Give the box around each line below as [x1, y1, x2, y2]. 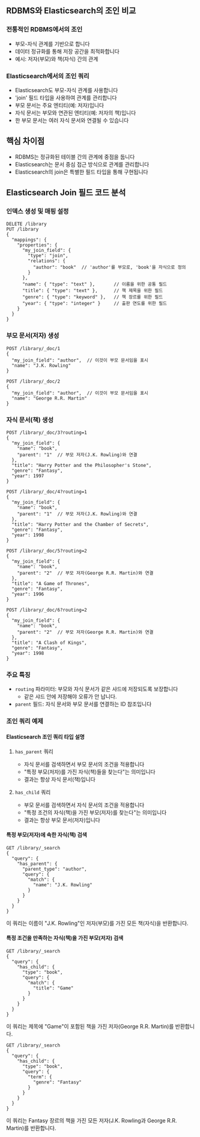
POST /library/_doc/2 [6, 378, 61, 384]
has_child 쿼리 [14, 788, 51, 795]
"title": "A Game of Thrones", [11, 581, 90, 587]
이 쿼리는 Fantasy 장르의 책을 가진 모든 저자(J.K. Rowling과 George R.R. [6, 1117, 177, 1124]
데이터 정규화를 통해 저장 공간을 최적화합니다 [14, 48, 120, 55]
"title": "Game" [32, 985, 74, 991]
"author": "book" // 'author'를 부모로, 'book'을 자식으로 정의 [32, 265, 186, 271]
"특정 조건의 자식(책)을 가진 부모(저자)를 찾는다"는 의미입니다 [23, 809, 167, 816]
